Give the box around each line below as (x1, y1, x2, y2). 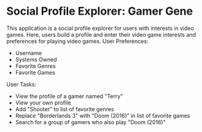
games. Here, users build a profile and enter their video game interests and (6, 31, 196, 38)
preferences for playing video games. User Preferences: (6, 37, 149, 45)
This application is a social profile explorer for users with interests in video (6, 24, 195, 32)
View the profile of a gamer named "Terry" (15, 92, 123, 100)
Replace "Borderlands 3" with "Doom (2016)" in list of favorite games (15, 112, 190, 119)
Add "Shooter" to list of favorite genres (15, 105, 114, 112)
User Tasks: (6, 81, 37, 88)
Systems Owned (15, 56, 57, 63)
